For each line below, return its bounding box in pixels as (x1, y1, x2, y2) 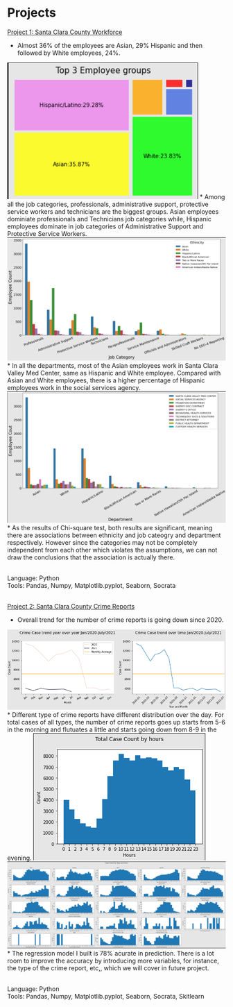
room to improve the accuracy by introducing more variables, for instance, (7, 956, 220, 965)
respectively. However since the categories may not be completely (7, 538, 198, 546)
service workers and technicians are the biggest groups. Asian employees (7, 207, 219, 216)
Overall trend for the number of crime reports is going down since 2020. (17, 616, 224, 624)
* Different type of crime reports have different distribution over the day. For (7, 710, 224, 719)
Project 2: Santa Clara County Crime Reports (7, 602, 135, 610)
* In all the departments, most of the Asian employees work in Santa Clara (7, 361, 218, 369)
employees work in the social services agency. (7, 383, 141, 391)
